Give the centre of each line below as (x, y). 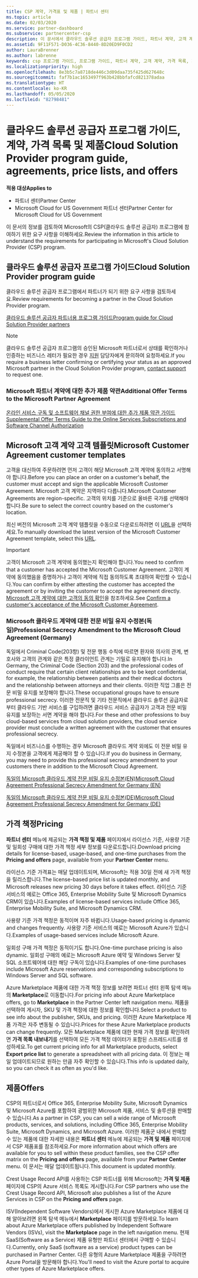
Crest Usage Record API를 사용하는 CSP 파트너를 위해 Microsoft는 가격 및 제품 (98, 1179)
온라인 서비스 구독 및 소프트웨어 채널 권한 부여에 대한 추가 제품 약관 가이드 (91, 412)
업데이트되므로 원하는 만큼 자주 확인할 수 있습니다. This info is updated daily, (101, 1061)
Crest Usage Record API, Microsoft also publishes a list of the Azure (89, 1193)
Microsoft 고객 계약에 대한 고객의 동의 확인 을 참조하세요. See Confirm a (88, 598)
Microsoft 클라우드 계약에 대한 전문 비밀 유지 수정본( (76, 621)
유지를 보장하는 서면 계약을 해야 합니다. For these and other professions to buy (98, 714)
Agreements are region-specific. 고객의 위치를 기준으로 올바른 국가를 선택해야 (97, 498)
